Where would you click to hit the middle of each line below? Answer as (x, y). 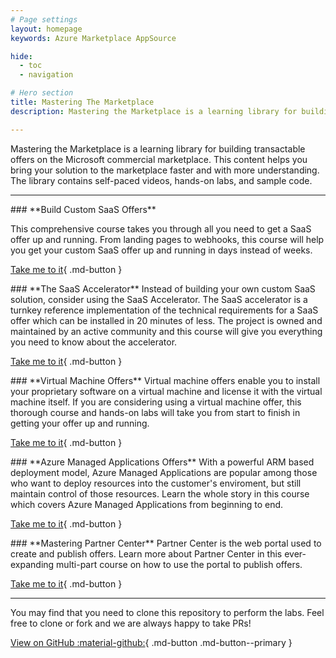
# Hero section (42, 93)
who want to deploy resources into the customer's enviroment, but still (156, 483)
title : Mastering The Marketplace (82, 102)
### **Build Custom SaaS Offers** (83, 209)
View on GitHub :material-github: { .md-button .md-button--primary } (151, 642)
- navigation (46, 75)
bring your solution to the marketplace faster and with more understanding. (165, 170)
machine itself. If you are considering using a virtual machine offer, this (156, 402)
